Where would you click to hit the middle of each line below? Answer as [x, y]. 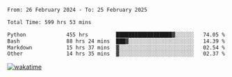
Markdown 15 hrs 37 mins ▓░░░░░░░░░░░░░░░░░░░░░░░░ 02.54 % [116, 47]
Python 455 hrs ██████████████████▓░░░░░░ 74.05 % [116, 34]
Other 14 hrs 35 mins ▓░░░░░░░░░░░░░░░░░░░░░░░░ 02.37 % [116, 54]
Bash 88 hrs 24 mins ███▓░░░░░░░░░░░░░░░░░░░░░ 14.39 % [116, 41]
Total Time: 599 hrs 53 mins [49, 22]
